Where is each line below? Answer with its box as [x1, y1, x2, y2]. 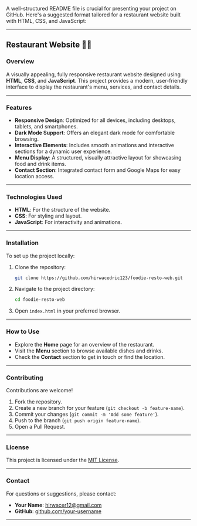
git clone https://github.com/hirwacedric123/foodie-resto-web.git [14, 275, 183, 281]
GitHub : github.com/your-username [14, 507, 101, 515]
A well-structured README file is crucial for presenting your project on [6, 5, 177, 12]
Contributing [6, 374, 43, 382]
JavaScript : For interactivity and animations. [14, 219, 123, 226]
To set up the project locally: [6, 252, 75, 259]
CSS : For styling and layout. [14, 212, 82, 219]
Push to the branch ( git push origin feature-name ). [14, 416, 141, 424]
